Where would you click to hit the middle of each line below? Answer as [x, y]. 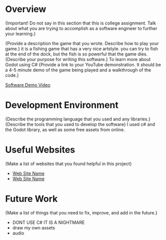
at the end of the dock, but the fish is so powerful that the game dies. [76, 54]
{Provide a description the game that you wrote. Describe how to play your [82, 43]
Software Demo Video [28, 85]
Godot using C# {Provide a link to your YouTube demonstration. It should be [83, 64]
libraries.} [141, 119]
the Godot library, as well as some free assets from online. [65, 129]
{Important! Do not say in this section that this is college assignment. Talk [81, 23]
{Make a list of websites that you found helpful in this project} [68, 163]
